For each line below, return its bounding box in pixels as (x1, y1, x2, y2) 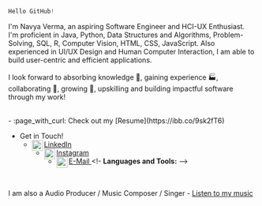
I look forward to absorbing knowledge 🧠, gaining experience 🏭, (8, 72, 219, 82)
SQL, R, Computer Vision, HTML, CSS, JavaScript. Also (36, 38, 215, 47)
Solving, (8, 38, 35, 47)
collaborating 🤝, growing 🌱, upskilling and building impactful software (8, 84, 234, 93)
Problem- (212, 30, 244, 39)
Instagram (56, 148, 89, 157)
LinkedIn (43, 139, 73, 149)
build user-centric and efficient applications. (8, 55, 152, 65)
